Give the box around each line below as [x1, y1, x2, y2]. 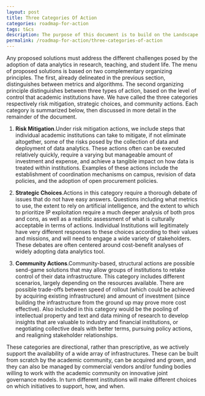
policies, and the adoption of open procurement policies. [15, 177, 158, 184]
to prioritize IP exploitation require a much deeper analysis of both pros [15, 209, 195, 215]
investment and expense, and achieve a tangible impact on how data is [15, 158, 195, 165]
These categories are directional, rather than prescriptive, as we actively [6, 343, 189, 351]
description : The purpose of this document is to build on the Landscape [6, 32, 199, 38]
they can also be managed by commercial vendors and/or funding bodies [6, 363, 192, 370]
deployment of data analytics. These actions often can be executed [15, 145, 185, 152]
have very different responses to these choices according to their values [15, 228, 198, 235]
